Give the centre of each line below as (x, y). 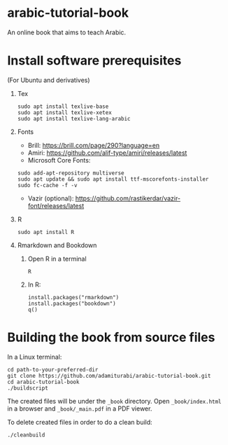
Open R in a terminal (57, 259)
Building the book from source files (111, 337)
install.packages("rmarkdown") (73, 297)
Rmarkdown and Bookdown (57, 245)
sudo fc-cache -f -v (47, 185)
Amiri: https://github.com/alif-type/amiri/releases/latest (107, 153)
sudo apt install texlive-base (63, 107)
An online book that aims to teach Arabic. (67, 32)
